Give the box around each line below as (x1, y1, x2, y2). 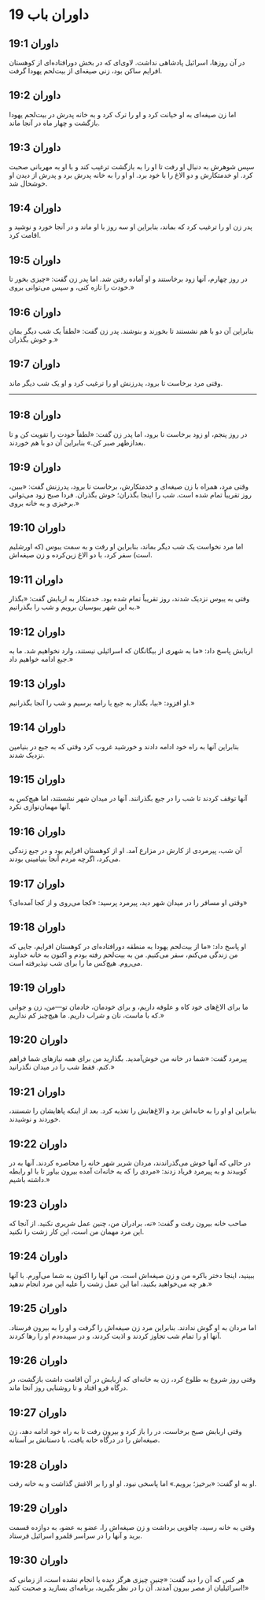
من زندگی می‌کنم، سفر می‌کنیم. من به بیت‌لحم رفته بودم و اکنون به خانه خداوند (9, 950, 238, 959)
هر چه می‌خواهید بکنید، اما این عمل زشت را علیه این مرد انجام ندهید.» (9, 1279, 213, 1288)
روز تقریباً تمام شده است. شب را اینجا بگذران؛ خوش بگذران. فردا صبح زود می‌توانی (9, 490, 252, 499)
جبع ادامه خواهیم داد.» (9, 654, 74, 663)
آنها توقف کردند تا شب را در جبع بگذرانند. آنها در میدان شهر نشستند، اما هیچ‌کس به (9, 793, 248, 804)
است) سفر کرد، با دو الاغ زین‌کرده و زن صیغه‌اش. (9, 550, 153, 560)
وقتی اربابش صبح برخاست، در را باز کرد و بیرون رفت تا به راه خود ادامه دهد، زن (9, 1427, 242, 1436)
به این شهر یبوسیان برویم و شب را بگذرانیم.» (9, 602, 141, 612)
